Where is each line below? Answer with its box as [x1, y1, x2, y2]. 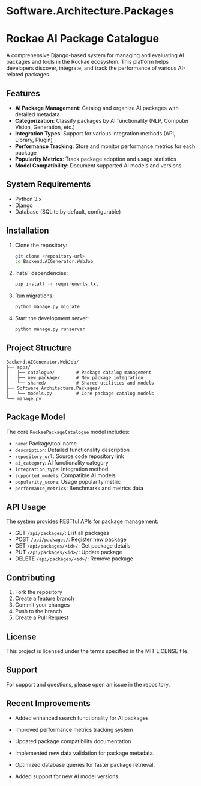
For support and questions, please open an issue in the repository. [6, 681, 170, 688]
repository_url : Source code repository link [14, 453, 124, 460]
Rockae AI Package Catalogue [6, 32, 160, 46]
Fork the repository [14, 589, 63, 596]
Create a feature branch [14, 595, 74, 602]
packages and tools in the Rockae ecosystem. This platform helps [6, 58, 169, 66]
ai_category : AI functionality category [14, 459, 109, 466]
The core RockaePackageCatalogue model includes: [6, 428, 130, 435]
